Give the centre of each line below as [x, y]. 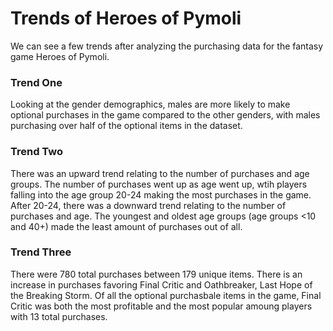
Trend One [36, 82]
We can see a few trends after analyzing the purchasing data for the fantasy [167, 46]
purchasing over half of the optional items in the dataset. [126, 126]
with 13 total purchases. [59, 316]
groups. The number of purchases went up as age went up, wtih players [159, 184]
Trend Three [41, 252]
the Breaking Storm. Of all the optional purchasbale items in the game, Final [166, 295]
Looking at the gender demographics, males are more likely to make [150, 104]
